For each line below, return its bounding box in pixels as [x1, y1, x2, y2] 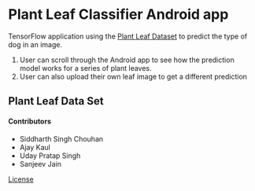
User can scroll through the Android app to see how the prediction [19, 55, 235, 64]
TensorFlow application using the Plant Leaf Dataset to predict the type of [8, 31, 248, 41]
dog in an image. [8, 39, 63, 49]
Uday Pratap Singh [19, 151, 81, 160]
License [8, 174, 34, 184]
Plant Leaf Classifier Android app [8, 6, 229, 24]
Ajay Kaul [19, 142, 51, 152]
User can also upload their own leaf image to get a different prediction [19, 72, 248, 81]
